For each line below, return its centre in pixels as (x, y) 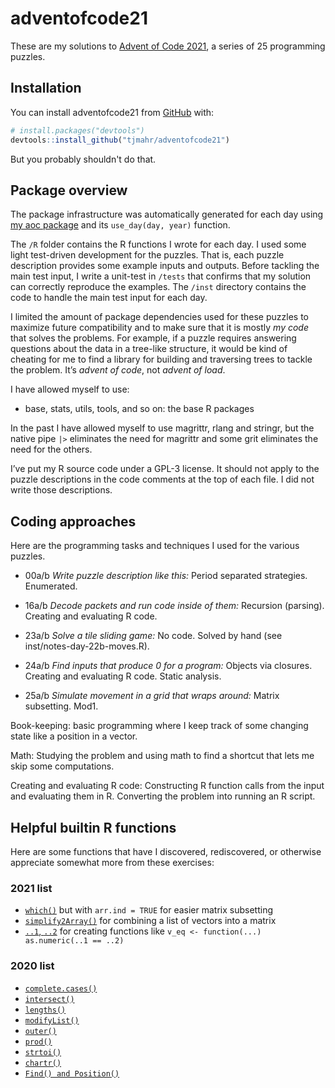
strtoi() (43, 1052)
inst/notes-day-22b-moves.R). (87, 646)
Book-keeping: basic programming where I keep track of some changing (159, 726)
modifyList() (52, 1020)
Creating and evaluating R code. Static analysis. (123, 676)
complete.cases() (61, 988)
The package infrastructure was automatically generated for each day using (167, 214)
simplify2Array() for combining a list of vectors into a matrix (150, 921)
